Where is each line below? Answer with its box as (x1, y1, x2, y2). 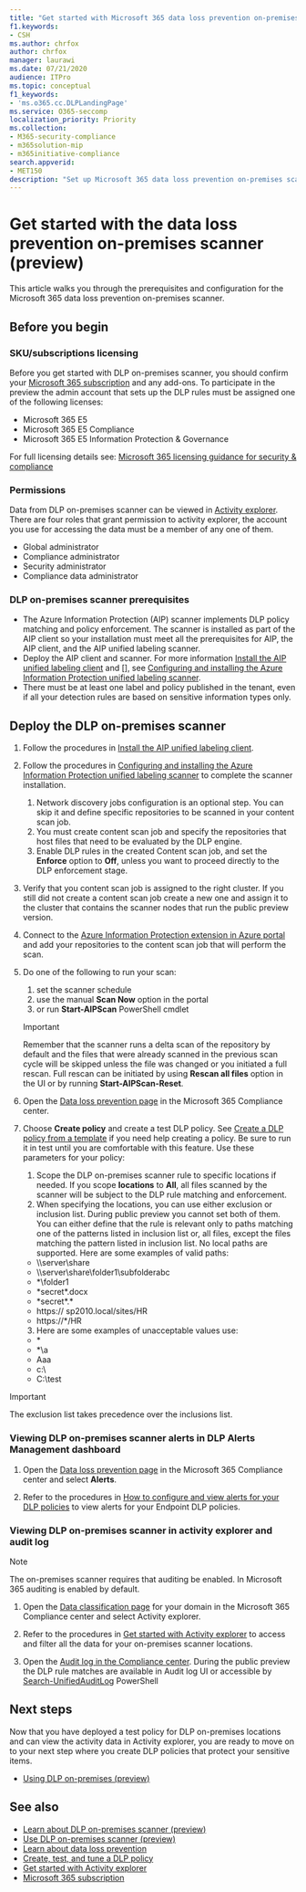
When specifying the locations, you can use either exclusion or (36, 1199, 273, 1210)
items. (9, 1755, 33, 1766)
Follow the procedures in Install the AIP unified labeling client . (22, 742, 254, 753)
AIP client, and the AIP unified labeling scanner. (22, 643, 201, 654)
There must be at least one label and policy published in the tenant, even (22, 682, 296, 693)
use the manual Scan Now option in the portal (36, 994, 209, 1005)
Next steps (9, 1702, 73, 1718)
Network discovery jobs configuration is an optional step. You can (36, 797, 284, 808)
